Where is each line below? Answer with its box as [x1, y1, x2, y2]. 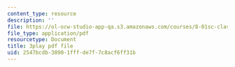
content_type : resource [7, 10, 77, 17]
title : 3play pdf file [7, 43, 73, 50]
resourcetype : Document [7, 36, 77, 43]
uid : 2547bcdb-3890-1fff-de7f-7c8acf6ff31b [7, 50, 136, 57]
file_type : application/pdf [7, 29, 90, 37]
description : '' [7, 17, 55, 24]
